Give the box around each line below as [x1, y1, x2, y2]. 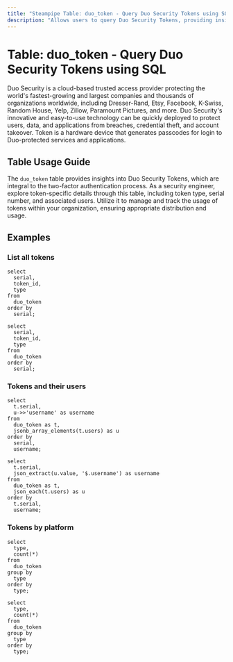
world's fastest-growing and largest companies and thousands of [7, 92, 194, 100]
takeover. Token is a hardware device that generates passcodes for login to [7, 129, 223, 137]
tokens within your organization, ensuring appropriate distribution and [7, 204, 207, 213]
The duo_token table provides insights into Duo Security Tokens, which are [7, 174, 220, 183]
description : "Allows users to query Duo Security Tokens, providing [7, 17, 213, 24]
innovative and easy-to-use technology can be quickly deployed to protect [7, 114, 221, 122]
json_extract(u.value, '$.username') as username [13, 470, 159, 477]
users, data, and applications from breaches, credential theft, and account [7, 121, 219, 129]
